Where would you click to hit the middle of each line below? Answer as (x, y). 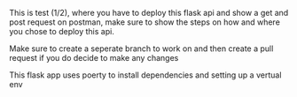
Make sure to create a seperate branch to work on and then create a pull (141, 48)
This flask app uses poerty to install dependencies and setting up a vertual (145, 75)
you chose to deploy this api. (62, 31)
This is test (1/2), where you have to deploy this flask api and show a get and (149, 13)
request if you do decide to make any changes (94, 58)
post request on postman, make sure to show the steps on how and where (145, 22)
